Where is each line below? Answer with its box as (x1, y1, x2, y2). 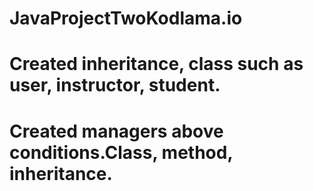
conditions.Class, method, (9, 141, 233, 164)
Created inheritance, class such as (9, 53, 304, 76)
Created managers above (9, 120, 224, 142)
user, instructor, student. (9, 74, 221, 97)
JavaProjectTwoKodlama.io (9, 7, 243, 30)
